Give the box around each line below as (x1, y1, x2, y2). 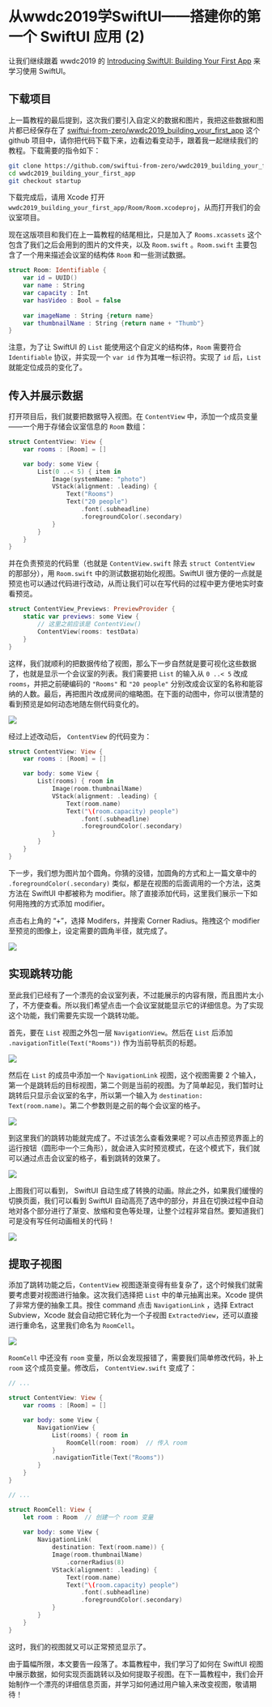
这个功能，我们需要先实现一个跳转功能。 (8, 1010, 143, 1020)
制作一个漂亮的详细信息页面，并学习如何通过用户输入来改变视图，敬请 (15, 1679, 249, 1689)
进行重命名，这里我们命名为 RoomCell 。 (8, 1321, 139, 1330)
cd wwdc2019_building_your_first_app (8, 169, 136, 177)
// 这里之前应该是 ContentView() (37, 621, 142, 629)
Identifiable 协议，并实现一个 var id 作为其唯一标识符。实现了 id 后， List (8, 352, 261, 362)
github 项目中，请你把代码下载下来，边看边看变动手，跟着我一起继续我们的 (8, 135, 259, 145)
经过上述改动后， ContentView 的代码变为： (8, 731, 152, 741)
